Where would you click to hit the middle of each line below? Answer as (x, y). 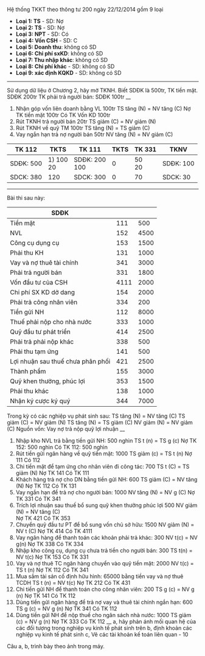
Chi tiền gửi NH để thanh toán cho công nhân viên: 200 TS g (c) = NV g (105, 589)
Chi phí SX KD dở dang (43, 292)
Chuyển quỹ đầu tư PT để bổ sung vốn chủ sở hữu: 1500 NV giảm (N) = (105, 525)
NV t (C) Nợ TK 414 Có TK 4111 (54, 531)
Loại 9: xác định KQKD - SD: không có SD (68, 73)
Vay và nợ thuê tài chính (44, 263)
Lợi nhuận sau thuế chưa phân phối (60, 361)
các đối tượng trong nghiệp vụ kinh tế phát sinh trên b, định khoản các (104, 628)
